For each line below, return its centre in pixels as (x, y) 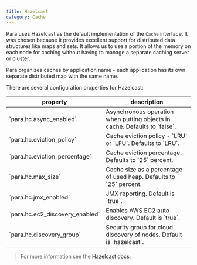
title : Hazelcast (27, 11)
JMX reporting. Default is (140, 194)
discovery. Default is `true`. (143, 218)
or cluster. (18, 58)
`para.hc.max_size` (35, 177)
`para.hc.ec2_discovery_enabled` (55, 214)
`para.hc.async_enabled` (43, 119)
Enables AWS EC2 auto (138, 210)
